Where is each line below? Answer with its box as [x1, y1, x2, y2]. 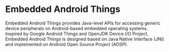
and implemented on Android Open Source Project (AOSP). [5, 41, 128, 47]
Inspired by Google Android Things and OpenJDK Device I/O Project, [5, 30, 149, 36]
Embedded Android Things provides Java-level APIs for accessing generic [5, 20, 161, 26]
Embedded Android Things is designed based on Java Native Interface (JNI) [5, 36, 164, 42]
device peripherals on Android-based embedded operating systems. [5, 25, 148, 31]
